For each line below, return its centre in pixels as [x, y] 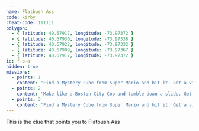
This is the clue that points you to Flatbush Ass [63, 122]
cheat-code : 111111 [30, 22]
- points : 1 [26, 77]
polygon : [17, 28]
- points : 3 [26, 99]
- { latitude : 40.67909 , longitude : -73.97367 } [73, 50]
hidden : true [22, 66]
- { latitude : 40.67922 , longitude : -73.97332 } [73, 45]
